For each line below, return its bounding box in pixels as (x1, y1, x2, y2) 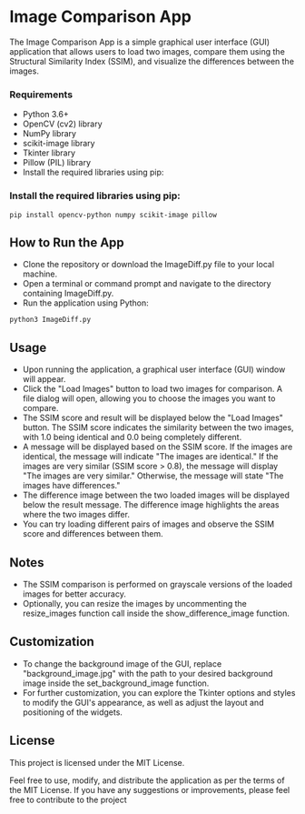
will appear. (22, 374, 66, 385)
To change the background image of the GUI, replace (22, 658, 222, 669)
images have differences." (22, 480, 121, 491)
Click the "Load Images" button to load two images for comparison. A (22, 384, 283, 395)
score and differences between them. (22, 528, 163, 539)
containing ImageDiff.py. (22, 288, 114, 299)
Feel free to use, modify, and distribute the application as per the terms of (9, 775, 285, 786)
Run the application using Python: (22, 297, 150, 308)
